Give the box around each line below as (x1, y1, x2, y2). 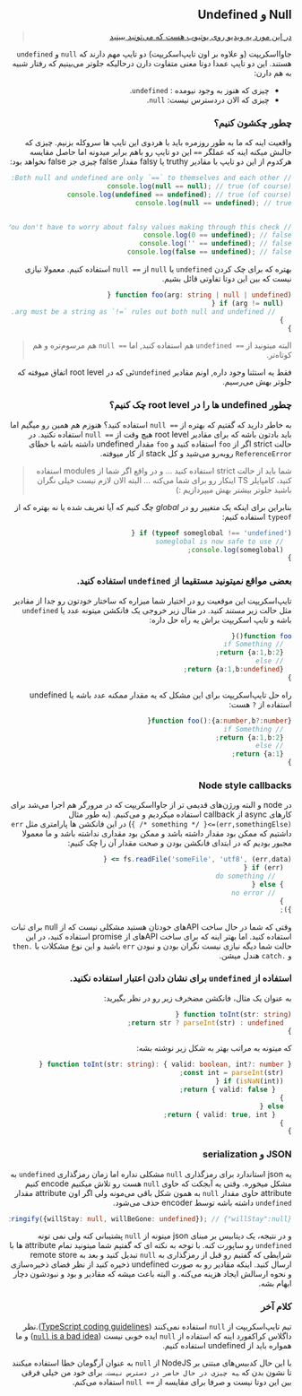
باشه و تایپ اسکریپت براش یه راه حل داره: (149, 614, 292, 625)
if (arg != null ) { (211, 299, 284, 308)
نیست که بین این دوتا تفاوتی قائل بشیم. (161, 273, 292, 284)
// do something (214, 871, 276, 881)
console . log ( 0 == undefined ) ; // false (142, 230, 292, 240)
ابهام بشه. (258, 1278, 292, 1289)
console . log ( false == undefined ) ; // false (126, 247, 292, 256)
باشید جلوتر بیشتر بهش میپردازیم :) (176, 484, 292, 495)
